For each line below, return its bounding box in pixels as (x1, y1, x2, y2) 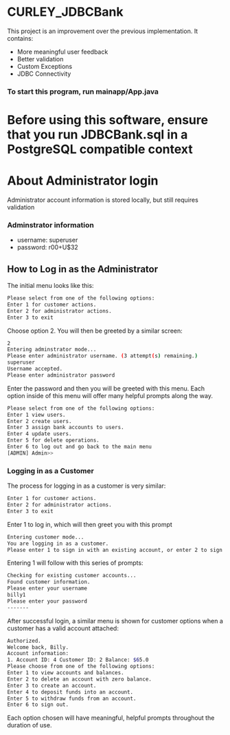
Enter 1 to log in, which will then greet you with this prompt (7, 520, 173, 528)
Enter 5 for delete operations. (7, 437, 100, 444)
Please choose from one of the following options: (7, 663, 155, 670)
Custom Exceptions (16, 62, 73, 70)
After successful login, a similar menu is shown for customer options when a (7, 617, 223, 625)
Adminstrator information (7, 220, 94, 229)
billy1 (7, 592, 26, 599)
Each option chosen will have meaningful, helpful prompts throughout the (7, 714, 215, 722)
